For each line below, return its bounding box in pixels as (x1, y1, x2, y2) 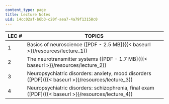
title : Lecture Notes (5, 12, 51, 17)
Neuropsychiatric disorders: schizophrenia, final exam (27, 84, 154, 91)
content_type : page (5, 7, 46, 13)
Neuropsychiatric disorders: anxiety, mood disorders (27, 70, 152, 77)
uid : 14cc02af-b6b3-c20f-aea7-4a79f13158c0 (5, 17, 98, 22)
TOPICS (84, 33, 104, 40)
